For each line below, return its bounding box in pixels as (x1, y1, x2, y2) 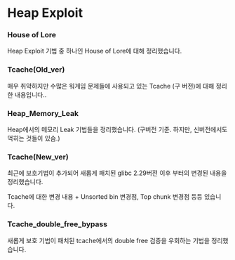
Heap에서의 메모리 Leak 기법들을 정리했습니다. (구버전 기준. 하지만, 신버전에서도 (7, 125, 228, 134)
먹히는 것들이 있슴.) (7, 134, 61, 143)
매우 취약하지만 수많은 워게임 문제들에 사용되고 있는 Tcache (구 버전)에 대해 (7, 82, 215, 90)
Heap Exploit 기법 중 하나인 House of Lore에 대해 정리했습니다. (7, 47, 182, 56)
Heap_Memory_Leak (7, 108, 79, 118)
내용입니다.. (14, 90, 47, 99)
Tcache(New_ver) (7, 152, 69, 162)
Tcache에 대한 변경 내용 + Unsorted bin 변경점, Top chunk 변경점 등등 (7, 193, 203, 201)
